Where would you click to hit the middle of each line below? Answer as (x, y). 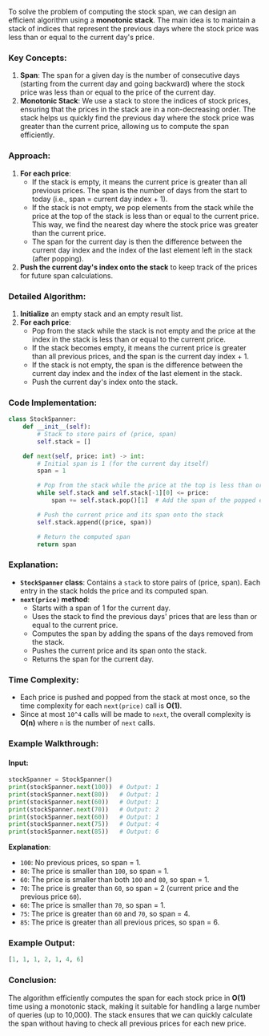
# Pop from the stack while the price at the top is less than (145, 486)
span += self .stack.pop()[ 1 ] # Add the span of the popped (153, 500)
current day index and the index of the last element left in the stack (142, 250)
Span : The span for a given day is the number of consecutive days (130, 75)
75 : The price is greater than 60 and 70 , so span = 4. (105, 914)
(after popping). (58, 258)
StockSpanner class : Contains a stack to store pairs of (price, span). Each (140, 582)
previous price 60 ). (50, 896)
